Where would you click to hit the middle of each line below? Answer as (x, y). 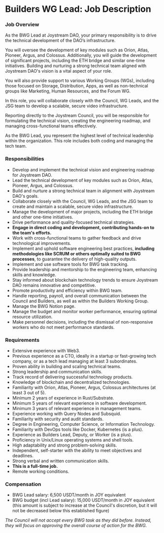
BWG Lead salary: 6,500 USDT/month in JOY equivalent (69, 495)
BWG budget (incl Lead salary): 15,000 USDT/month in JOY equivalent (83, 500)
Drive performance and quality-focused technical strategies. (74, 222)
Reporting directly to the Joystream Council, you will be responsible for (77, 116)
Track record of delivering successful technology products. (72, 377)
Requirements (22, 340)
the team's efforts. (32, 233)
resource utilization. (32, 317)
